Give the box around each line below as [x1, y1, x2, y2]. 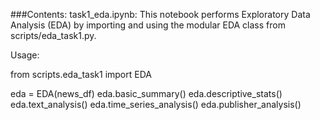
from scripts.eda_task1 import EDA [10, 69, 152, 80]
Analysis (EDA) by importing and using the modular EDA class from [10, 19, 286, 31]
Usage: [10, 49, 40, 61]
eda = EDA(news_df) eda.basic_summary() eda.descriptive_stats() [10, 88, 283, 99]
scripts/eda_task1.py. [10, 30, 97, 41]
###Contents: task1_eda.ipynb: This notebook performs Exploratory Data [10, 9, 311, 20]
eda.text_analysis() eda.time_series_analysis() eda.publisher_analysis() [10, 99, 302, 110]
